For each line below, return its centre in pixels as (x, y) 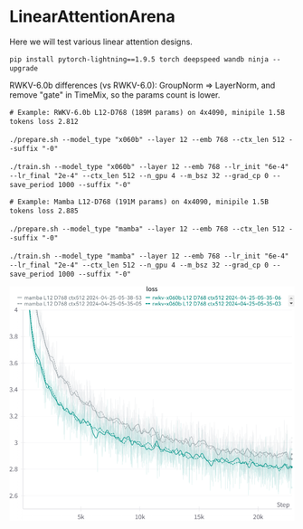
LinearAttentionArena (92, 17)
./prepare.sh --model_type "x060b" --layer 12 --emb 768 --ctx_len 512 (147, 139)
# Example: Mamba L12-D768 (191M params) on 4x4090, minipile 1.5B (139, 202)
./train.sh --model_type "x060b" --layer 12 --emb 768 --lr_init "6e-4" (149, 166)
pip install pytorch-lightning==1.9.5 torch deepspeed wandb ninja (139, 59)
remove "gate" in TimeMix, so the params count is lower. (115, 94)
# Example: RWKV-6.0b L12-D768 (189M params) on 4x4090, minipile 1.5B (147, 112)
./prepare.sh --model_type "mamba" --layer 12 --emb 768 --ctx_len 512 (147, 229)
